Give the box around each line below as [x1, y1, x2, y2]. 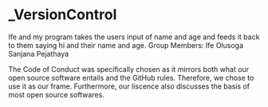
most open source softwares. [8, 89, 105, 99]
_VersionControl [8, 6, 117, 24]
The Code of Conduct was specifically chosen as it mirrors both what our [8, 64, 250, 73]
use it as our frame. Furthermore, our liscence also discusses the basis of [8, 81, 250, 91]
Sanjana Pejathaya [8, 49, 69, 58]
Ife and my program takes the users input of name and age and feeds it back [8, 32, 260, 42]
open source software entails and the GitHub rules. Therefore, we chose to [8, 73, 254, 82]
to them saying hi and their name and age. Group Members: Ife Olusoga [8, 40, 244, 50]
